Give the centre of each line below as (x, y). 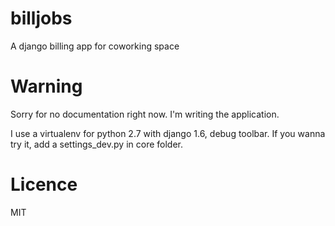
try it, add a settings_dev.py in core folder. (96, 144)
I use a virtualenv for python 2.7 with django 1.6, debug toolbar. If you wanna (168, 133)
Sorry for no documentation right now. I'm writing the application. (145, 114)
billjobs (41, 18)
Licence (44, 184)
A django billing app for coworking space (95, 46)
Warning (46, 86)
